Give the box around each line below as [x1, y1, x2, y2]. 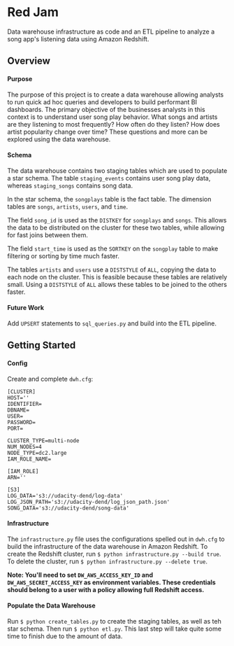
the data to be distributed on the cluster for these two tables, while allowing [7, 223, 225, 232]
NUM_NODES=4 [7, 443, 42, 450]
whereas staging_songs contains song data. [7, 181, 133, 190]
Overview [7, 55, 51, 67]
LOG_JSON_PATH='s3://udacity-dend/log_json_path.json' [7, 498, 170, 505]
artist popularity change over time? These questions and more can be [7, 127, 208, 136]
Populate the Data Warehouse [7, 601, 96, 610]
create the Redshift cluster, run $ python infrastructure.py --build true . [7, 549, 221, 558]
